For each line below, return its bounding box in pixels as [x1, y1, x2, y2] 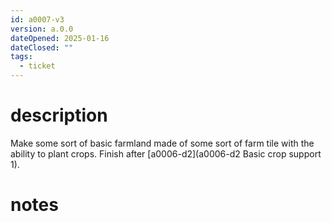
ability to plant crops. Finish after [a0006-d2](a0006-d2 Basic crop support [10, 147, 322, 160]
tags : [10, 52, 33, 62]
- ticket [19, 61, 56, 71]
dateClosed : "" [10, 42, 74, 53]
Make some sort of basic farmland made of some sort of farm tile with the [10, 137, 315, 149]
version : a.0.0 [10, 24, 74, 34]
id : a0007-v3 [10, 14, 65, 25]
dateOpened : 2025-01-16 [10, 33, 110, 43]
